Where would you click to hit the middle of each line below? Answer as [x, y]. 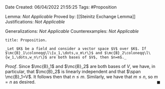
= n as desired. [20, 82]
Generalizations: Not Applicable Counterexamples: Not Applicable [72, 31]
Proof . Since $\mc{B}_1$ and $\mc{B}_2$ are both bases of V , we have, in [80, 66]
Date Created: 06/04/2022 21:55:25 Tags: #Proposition [61, 7]
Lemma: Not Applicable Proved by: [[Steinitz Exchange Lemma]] [70, 16]
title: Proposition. [26, 40]
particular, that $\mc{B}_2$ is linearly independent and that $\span [73, 71]
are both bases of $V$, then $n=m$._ [88, 57]
